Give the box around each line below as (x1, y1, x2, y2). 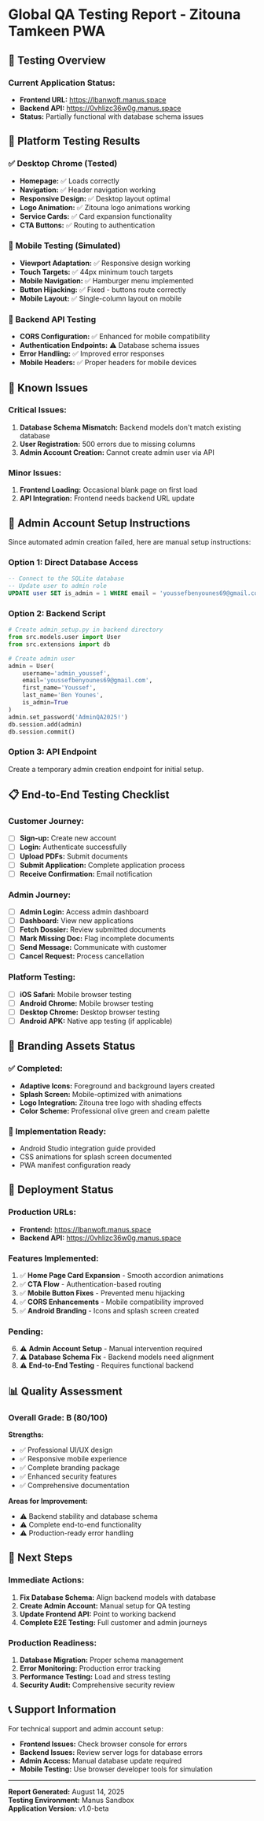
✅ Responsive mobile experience (19, 1453, 127, 1463)
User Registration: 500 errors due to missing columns (19, 439, 196, 449)
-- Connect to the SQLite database (8, 574, 125, 583)
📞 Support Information (8, 1703, 116, 1716)
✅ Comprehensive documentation (19, 1480, 130, 1490)
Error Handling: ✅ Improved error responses (19, 349, 165, 359)
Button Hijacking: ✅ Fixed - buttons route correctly (19, 285, 186, 294)
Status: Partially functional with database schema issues (19, 112, 204, 121)
